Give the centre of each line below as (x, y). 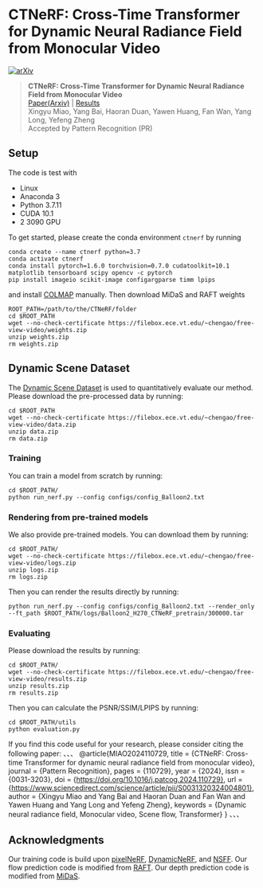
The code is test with (43, 172)
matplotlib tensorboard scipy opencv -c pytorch (90, 272)
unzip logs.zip (33, 570)
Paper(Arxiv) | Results (64, 103)
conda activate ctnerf (46, 259)
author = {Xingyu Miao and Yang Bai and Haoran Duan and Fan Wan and (127, 796)
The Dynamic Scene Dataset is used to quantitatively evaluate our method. (131, 387)
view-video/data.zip (43, 424)
